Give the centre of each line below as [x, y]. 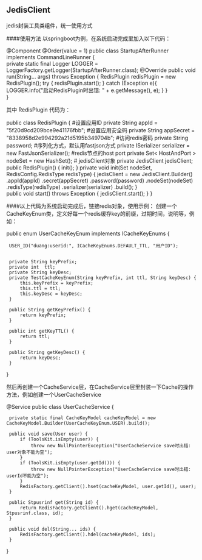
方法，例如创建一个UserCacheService [54, 394]
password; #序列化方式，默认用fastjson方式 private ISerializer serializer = [98, 145]
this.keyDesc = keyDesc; [51, 294]
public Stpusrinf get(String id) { [54, 502]
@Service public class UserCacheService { [60, 406]
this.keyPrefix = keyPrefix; [57, 283]
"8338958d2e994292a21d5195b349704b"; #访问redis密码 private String [97, 138]
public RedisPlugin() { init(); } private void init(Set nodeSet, [79, 168]
